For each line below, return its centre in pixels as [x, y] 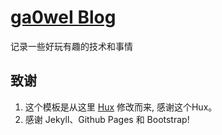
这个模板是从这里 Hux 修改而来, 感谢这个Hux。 [121, 107]
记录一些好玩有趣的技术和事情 [71, 46]
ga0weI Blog [63, 17]
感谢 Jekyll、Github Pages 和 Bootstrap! [107, 119]
